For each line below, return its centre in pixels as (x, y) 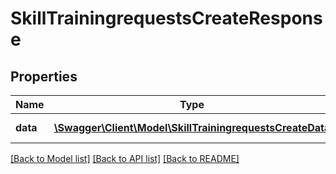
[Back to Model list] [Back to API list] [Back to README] (125, 158)
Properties (44, 76)
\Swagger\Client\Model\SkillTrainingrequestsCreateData (192, 127)
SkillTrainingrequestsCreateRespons (166, 18)
